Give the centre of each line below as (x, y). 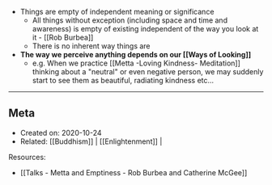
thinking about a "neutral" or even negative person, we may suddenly (148, 71)
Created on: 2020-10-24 (61, 132)
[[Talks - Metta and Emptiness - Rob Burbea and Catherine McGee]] (134, 172)
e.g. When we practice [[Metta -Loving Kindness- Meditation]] (136, 63)
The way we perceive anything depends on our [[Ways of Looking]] (136, 55)
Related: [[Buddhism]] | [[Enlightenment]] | (91, 141)
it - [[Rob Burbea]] (63, 37)
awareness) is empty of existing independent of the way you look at (145, 29)
